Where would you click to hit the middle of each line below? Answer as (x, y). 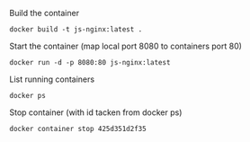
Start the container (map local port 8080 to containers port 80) (126, 46)
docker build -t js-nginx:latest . (76, 30)
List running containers (52, 79)
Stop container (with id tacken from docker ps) (96, 112)
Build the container (44, 13)
